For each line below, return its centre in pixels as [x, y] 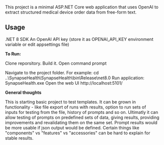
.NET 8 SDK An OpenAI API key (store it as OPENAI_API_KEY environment [79, 39]
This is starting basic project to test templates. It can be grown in [70, 102]
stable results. [19, 138]
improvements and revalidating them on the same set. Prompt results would [81, 122]
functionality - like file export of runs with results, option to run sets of [76, 107]
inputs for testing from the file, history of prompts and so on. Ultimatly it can [82, 112]
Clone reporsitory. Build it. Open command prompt [56, 63]
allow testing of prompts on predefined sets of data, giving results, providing [82, 117]
